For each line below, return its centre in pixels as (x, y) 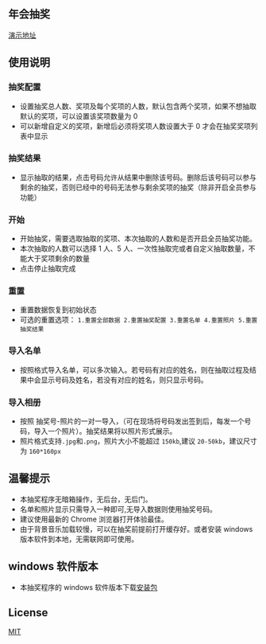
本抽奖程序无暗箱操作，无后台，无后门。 (86, 499)
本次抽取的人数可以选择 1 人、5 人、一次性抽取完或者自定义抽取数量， (134, 248)
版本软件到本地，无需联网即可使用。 (79, 539)
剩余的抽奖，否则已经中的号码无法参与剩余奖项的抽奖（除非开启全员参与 (138, 187)
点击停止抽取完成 (48, 268)
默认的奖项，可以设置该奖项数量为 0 (79, 116)
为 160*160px (40, 451)
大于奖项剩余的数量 (58, 259)
